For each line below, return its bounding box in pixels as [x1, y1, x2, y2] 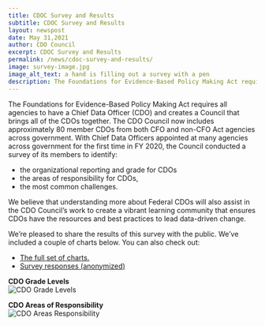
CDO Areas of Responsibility [8, 300, 104, 309]
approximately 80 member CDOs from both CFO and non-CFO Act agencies [8, 124, 256, 134]
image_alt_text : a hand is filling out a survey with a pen [8, 70, 211, 78]
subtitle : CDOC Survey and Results [8, 19, 125, 27]
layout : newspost [8, 26, 65, 34]
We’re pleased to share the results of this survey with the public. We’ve [8, 229, 239, 238]
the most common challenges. [19, 182, 118, 191]
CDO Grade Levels [8, 276, 69, 286]
